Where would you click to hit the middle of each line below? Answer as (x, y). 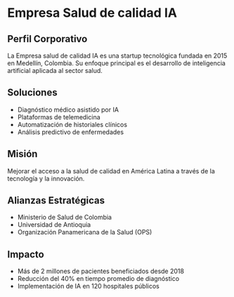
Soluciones (32, 93)
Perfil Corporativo (47, 39)
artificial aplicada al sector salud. (55, 71)
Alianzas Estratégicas (56, 200)
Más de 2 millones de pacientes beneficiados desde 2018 (101, 271)
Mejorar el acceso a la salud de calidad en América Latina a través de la (111, 171)
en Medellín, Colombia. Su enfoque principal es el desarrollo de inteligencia (117, 63)
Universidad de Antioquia (54, 225)
